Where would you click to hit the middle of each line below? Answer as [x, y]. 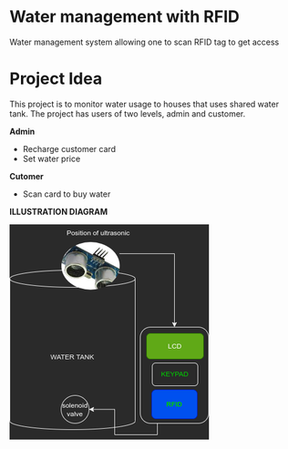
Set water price [51, 158]
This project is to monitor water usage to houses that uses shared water [144, 104]
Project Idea [56, 79]
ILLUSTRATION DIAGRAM [58, 211]
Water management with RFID [124, 17]
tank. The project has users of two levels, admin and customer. [128, 113]
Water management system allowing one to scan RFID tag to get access [144, 42]
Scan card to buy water [67, 194]
